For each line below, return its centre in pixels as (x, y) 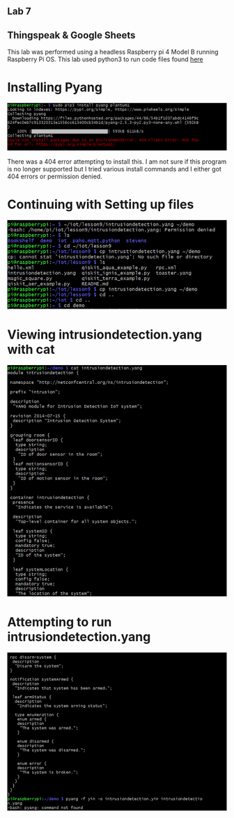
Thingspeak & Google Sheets (71, 35)
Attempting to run (60, 622)
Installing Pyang (55, 87)
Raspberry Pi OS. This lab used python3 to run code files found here (105, 59)
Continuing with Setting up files (101, 204)
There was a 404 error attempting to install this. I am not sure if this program (117, 161)
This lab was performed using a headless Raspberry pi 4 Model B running (113, 52)
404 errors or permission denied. (55, 176)
